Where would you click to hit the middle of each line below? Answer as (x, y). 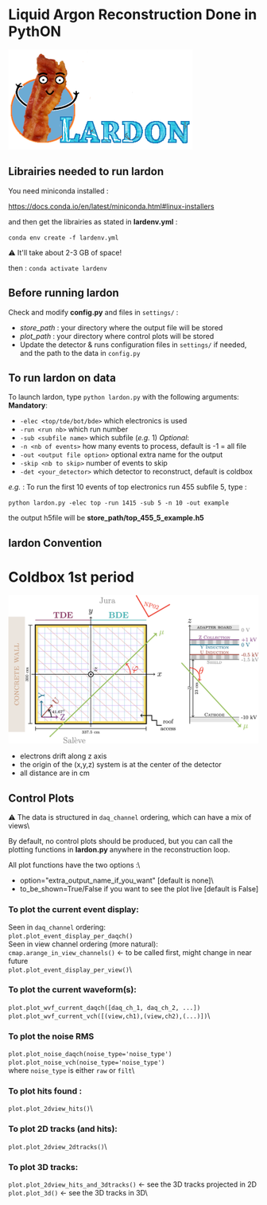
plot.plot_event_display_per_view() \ (70, 969)
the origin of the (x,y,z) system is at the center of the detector (121, 765)
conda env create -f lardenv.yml (64, 238)
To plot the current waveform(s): (72, 990)
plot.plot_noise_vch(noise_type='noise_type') (87, 1063)
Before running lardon (64, 293)
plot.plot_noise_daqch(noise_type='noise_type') (90, 1055)
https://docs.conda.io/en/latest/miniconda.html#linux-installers (111, 206)
